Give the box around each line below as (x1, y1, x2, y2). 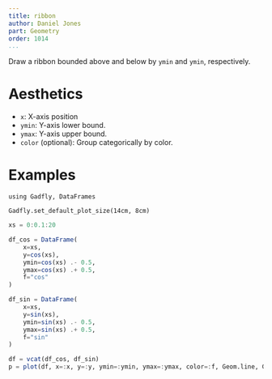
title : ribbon (8, 11, 57, 20)
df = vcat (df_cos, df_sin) (8, 356, 100, 364)
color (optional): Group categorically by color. (19, 138, 173, 147)
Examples (8, 166, 76, 185)
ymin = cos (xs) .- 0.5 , (23, 258, 96, 266)
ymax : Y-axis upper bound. (19, 129, 108, 138)
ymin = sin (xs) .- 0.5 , (23, 317, 96, 326)
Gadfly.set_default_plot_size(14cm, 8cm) (8, 207, 151, 215)
